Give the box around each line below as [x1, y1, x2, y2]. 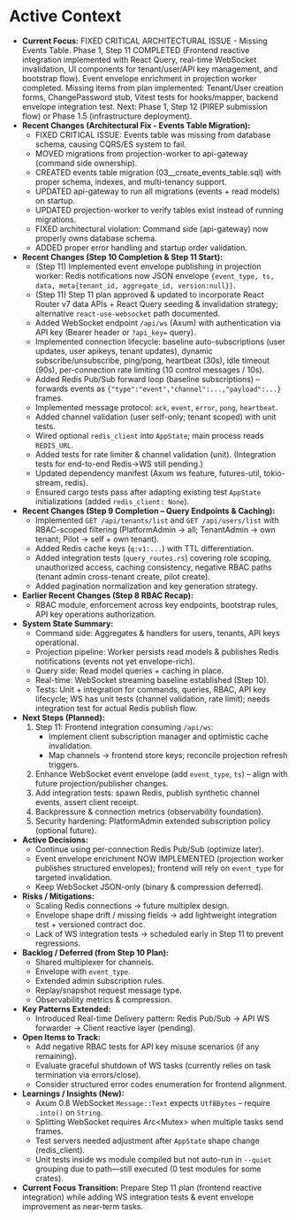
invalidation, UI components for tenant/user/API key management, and [21, 64, 278, 74]
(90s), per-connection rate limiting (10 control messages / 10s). [34, 364, 265, 375]
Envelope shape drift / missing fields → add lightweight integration [34, 909, 277, 920]
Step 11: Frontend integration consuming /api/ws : [34, 721, 214, 732]
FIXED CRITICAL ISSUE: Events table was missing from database [34, 129, 271, 140]
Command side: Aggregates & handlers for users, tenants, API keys [34, 627, 280, 638]
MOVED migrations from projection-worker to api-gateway [34, 148, 249, 158]
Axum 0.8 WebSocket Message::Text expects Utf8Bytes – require [34, 1097, 271, 1108]
